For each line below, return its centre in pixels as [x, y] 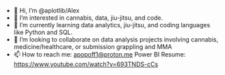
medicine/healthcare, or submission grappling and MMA [93, 47]
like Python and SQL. [43, 32]
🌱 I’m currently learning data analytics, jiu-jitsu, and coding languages [112, 25]
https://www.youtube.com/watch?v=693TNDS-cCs [86, 64]
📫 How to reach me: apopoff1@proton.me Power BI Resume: [100, 54]
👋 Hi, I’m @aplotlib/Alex [47, 11]
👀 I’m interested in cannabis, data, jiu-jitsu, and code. [88, 18]
